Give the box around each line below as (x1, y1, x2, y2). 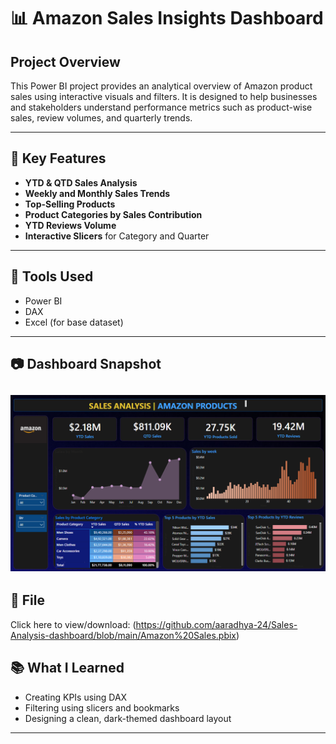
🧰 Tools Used (10, 268, 94, 285)
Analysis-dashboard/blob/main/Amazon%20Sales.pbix (10, 629, 237, 641)
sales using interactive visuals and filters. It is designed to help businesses (10, 91, 318, 102)
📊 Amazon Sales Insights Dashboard (10, 7, 324, 30)
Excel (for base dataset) (24, 316, 124, 328)
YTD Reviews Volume (24, 219, 117, 231)
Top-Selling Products (24, 198, 116, 210)
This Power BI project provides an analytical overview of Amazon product (10, 80, 313, 92)
